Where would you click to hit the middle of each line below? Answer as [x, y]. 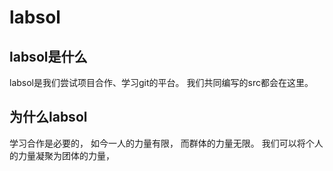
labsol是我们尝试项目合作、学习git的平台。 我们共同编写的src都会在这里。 [161, 82]
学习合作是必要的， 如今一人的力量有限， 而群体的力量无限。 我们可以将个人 [166, 143]
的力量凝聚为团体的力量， [62, 155]
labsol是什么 [48, 56]
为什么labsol [48, 117]
